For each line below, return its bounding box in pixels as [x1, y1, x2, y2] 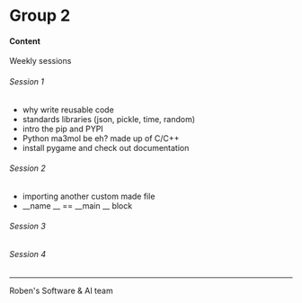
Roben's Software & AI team [9, 285, 114, 296]
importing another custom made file [22, 191, 155, 201]
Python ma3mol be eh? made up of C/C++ [22, 132, 180, 144]
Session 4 [9, 249, 47, 259]
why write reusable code [22, 104, 114, 115]
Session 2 [9, 163, 47, 174]
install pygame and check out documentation [22, 142, 190, 153]
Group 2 [9, 5, 71, 26]
